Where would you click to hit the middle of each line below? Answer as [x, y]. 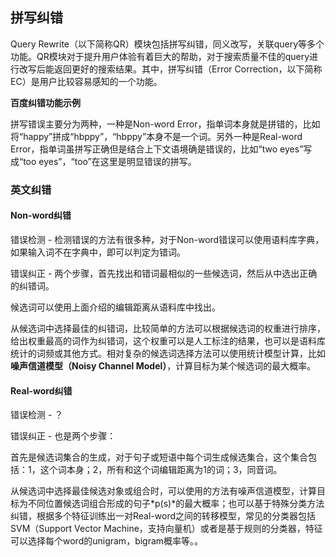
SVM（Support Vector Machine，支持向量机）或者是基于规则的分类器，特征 [166, 529]
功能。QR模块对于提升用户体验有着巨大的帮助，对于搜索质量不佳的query [160, 56]
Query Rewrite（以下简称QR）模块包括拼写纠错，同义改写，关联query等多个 [167, 44]
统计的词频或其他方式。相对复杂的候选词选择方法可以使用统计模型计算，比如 [168, 353]
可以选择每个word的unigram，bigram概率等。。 [107, 541]
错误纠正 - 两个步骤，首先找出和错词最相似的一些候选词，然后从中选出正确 [164, 273]
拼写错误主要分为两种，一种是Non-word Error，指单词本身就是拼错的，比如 [165, 124]
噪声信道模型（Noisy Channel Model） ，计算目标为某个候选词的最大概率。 [163, 365]
